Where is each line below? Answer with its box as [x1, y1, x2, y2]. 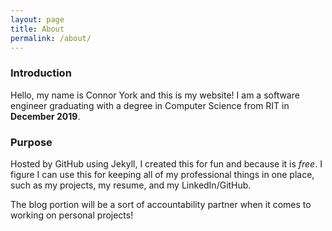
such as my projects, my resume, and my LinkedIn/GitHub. [10, 179, 252, 191]
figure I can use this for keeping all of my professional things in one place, [10, 168, 315, 180]
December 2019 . [10, 110, 81, 122]
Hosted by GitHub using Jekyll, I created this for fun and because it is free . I [10, 157, 323, 170]
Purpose [10, 135, 53, 149]
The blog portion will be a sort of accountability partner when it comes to [10, 198, 312, 210]
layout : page [10, 14, 65, 25]
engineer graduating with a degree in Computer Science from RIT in [10, 99, 290, 111]
